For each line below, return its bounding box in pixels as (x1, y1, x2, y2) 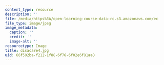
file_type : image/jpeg (5, 21, 51, 26)
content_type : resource (5, 7, 54, 12)
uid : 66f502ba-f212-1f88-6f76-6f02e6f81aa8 (5, 52, 95, 58)
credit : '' (9, 35, 32, 40)
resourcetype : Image (5, 43, 47, 48)
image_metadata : (5, 25, 38, 30)
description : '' (5, 12, 38, 17)
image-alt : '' (9, 39, 38, 44)
